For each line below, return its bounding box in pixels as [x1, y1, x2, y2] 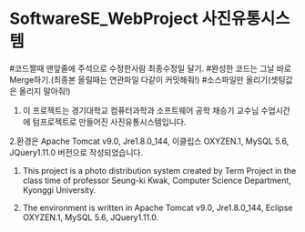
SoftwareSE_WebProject [9, 8, 198, 29]
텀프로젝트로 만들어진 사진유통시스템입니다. [32, 116, 187, 127]
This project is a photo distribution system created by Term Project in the [22, 165, 297, 176]
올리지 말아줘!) [18, 86, 71, 96]
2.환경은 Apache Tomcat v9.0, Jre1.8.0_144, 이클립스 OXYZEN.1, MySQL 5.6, [9, 136, 290, 146]
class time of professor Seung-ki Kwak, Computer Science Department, [22, 175, 291, 186]
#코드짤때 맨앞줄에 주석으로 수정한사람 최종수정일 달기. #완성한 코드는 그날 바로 [9, 63, 292, 74]
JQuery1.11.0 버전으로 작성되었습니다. [9, 146, 144, 157]
